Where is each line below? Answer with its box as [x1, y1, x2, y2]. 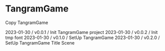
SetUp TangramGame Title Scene [5, 39, 75, 45]
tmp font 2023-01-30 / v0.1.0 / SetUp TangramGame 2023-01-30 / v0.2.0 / [5, 34, 160, 40]
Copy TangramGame [5, 19, 48, 25]
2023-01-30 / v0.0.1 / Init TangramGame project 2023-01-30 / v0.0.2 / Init [5, 29, 158, 35]
